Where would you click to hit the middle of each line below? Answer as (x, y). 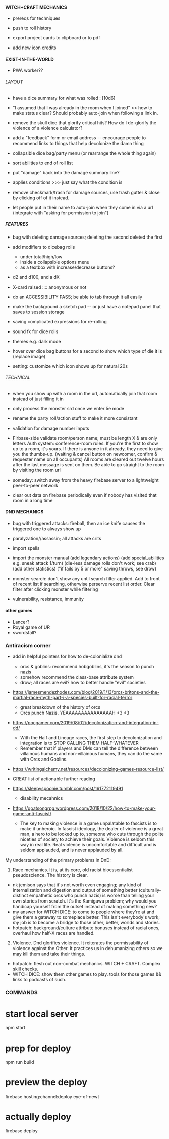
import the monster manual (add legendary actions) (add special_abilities (88, 558)
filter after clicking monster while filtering (55, 589)
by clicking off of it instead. (41, 198)
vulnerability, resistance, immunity (48, 599)
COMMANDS (21, 993)
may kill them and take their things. (49, 954)
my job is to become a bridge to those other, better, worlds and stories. (86, 923)
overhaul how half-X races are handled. (53, 933)
